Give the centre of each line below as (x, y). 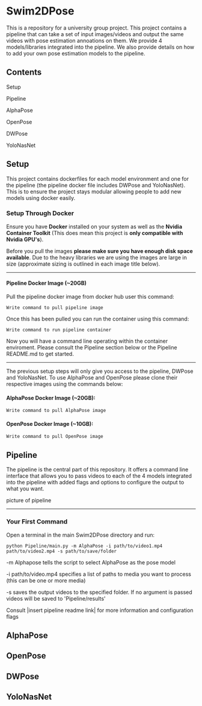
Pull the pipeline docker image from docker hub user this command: (90, 297)
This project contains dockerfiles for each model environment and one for (98, 178)
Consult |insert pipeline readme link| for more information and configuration (100, 610)
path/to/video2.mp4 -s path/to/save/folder (62, 551)
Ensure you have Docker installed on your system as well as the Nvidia (94, 226)
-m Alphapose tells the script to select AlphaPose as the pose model (91, 562)
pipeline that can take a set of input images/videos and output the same (95, 34)
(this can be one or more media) (46, 580)
